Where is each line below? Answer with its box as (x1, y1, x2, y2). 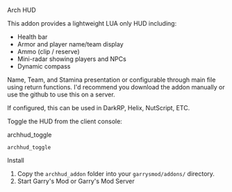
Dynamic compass (17, 62, 71, 70)
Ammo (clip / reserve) (17, 48, 80, 55)
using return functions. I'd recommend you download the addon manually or (7, 83, 226, 91)
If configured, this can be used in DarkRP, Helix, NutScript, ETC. (7, 104, 190, 112)
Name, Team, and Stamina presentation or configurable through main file (7, 76, 216, 84)
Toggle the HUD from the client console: (7, 117, 123, 125)
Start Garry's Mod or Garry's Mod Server (17, 177, 135, 185)
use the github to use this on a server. (7, 90, 116, 98)
